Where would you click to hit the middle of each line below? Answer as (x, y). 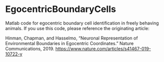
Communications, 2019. (30, 48)
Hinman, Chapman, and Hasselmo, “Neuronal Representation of (72, 38)
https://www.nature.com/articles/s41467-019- (103, 48)
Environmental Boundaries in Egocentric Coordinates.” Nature (70, 43)
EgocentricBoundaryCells (61, 9)
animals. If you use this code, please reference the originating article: (77, 28)
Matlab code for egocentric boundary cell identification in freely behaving (82, 23)
